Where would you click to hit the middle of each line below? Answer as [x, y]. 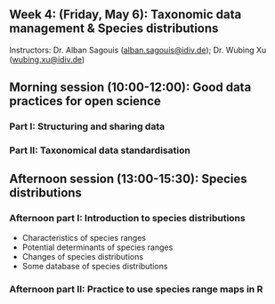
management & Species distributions [114, 29]
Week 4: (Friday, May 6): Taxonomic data [125, 15]
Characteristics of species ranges [84, 237]
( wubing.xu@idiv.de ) [47, 59]
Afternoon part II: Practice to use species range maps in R [136, 289]
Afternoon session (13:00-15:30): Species [128, 179]
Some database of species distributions [95, 266]
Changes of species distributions [83, 256]
